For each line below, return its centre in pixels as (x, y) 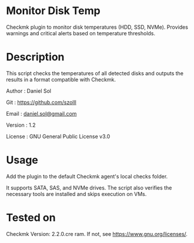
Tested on (31, 218)
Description (35, 57)
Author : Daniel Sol (29, 91)
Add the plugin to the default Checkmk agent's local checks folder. (87, 176)
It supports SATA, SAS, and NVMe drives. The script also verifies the (89, 188)
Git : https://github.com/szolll (41, 102)
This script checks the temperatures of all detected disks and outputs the (95, 73)
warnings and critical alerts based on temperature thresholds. (81, 33)
